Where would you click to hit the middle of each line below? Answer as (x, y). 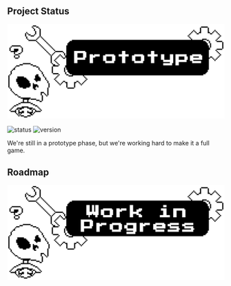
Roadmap (28, 172)
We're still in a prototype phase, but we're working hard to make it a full (109, 143)
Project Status (39, 11)
